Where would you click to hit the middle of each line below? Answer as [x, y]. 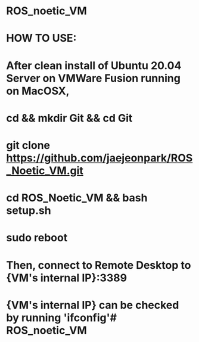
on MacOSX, [38, 91]
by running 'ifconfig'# [62, 318]
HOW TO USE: [41, 38]
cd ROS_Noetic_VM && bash [77, 198]
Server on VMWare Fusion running [93, 78]
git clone [28, 145]
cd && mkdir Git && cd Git [69, 118]
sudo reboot [37, 238]
